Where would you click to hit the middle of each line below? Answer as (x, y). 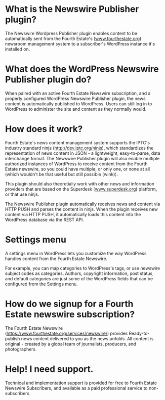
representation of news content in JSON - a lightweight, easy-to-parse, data (83, 153)
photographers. (21, 349)
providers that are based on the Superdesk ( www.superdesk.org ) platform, (81, 189)
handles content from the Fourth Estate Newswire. (56, 259)
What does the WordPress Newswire (82, 69)
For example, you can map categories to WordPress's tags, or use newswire (83, 268)
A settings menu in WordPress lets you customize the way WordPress (76, 253)
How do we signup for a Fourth (69, 304)
